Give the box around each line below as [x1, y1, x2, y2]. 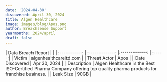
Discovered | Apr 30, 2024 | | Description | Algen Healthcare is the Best [5, 60, 155, 66]
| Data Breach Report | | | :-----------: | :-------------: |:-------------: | [5, 49, 151, 56]
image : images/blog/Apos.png [5, 21, 67, 27]
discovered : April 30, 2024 [5, 12, 65, 17]
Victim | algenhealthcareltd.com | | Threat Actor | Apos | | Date [14, 55, 145, 61]
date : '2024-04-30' [5, 7, 47, 13]
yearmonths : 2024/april [5, 31, 56, 36]
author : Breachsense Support [5, 26, 67, 31]
